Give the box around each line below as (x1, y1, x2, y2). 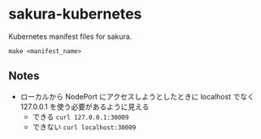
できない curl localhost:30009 (32, 122, 137, 132)
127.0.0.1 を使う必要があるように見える (20, 102, 150, 112)
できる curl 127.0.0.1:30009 (32, 112, 129, 121)
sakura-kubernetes (8, 5, 142, 23)
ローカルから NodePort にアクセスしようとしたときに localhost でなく (20, 91, 254, 101)
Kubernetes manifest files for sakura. (8, 32, 133, 41)
